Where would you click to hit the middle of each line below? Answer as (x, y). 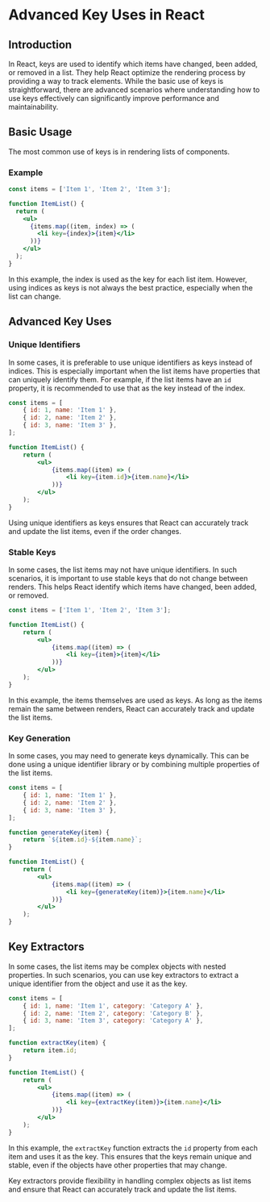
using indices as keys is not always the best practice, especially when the (131, 287)
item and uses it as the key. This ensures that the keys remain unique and (130, 1156)
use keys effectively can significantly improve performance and (114, 98)
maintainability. (33, 107)
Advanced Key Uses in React (107, 15)
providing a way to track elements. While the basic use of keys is (116, 81)
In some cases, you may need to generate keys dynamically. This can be (129, 756)
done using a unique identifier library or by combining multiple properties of (134, 765)
